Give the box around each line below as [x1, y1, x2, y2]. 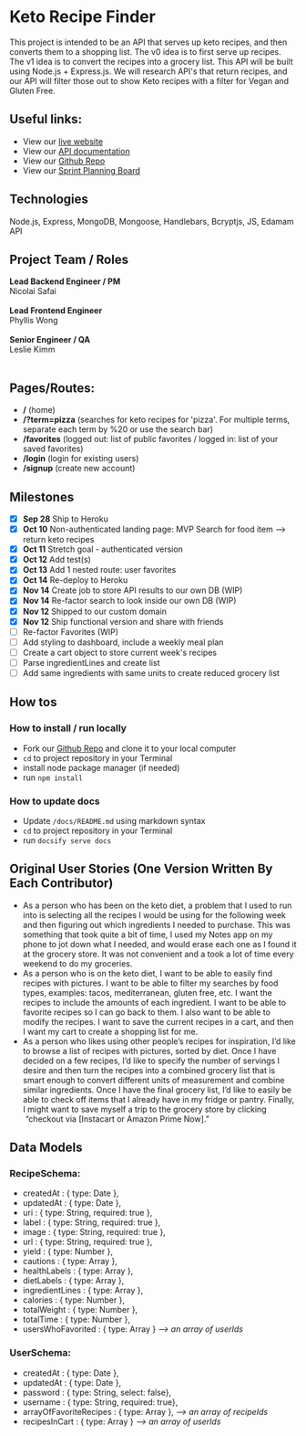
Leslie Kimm [9, 344, 56, 355]
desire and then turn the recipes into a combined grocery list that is [22, 1064, 276, 1075]
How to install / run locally [9, 722, 127, 734]
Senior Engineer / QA [9, 334, 91, 345]
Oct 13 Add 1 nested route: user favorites [22, 565, 177, 575]
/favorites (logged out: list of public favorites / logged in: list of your [22, 434, 279, 445]
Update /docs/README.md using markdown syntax [22, 815, 206, 826]
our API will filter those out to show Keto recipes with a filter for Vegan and [9, 75, 290, 86]
